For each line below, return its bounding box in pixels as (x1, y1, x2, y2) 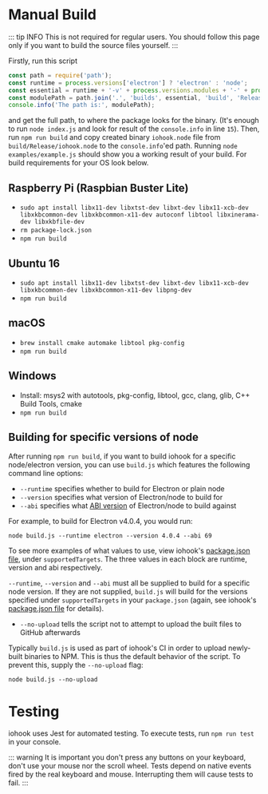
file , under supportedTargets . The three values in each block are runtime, (8, 554, 247, 564)
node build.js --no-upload (8, 676, 98, 684)
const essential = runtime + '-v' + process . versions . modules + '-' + (8, 86, 248, 94)
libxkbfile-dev (34, 218, 85, 226)
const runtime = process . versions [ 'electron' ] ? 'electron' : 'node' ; (8, 78, 248, 87)
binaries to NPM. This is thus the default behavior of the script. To (24, 652, 241, 661)
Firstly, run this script (8, 56, 78, 66)
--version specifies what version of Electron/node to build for (19, 493, 223, 502)
